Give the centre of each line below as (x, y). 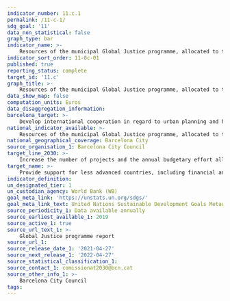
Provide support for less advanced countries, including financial (117, 172)
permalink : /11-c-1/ (37, 20)
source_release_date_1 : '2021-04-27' (61, 249)
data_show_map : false (38, 96)
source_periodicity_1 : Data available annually (76, 211)
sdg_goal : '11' (29, 26)
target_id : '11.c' (33, 77)
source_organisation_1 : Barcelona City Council (76, 147)
